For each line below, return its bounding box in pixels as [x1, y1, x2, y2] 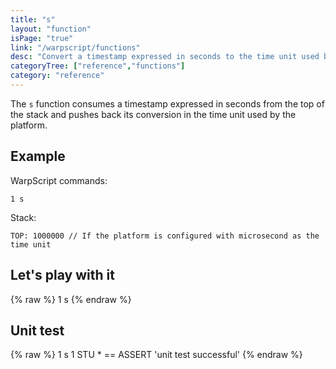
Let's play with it [10, 267, 115, 284]
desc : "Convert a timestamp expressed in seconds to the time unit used [10, 52, 320, 62]
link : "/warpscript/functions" [10, 42, 141, 53]
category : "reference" [10, 71, 105, 81]
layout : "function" [10, 24, 92, 34]
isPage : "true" [10, 33, 74, 43]
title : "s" [10, 14, 56, 25]
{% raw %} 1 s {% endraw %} [10, 293, 132, 305]
